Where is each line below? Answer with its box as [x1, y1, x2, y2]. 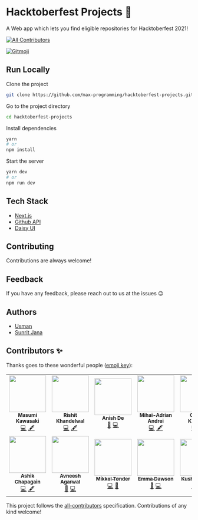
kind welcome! [6, 508, 42, 515]
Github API [14, 218, 41, 225]
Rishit [63, 412, 78, 418]
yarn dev [6, 169, 28, 175]
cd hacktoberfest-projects [6, 114, 72, 120]
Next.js [14, 212, 32, 219]
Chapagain [14, 478, 41, 485]
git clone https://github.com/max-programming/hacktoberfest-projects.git [6, 91, 194, 98]
